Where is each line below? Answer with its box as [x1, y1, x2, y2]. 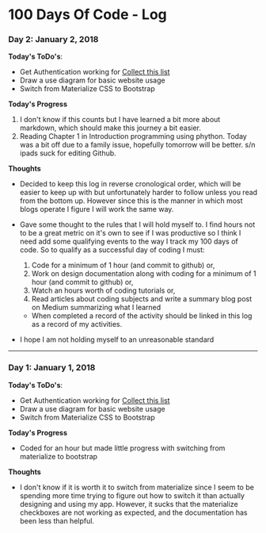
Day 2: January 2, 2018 [8, 34, 99, 45]
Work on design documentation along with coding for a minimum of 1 [31, 269, 256, 278]
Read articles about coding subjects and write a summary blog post [31, 294, 253, 304]
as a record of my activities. [31, 320, 123, 329]
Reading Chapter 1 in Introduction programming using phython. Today [19, 132, 247, 141]
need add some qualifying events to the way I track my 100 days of [19, 236, 239, 247]
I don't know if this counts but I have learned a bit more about [19, 115, 221, 125]
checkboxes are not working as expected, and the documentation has [19, 508, 248, 517]
